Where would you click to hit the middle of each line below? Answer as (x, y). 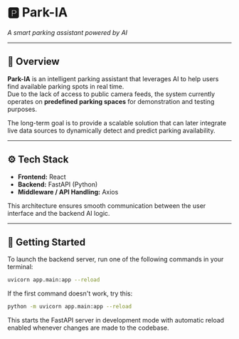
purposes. (22, 109)
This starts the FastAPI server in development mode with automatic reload (116, 320)
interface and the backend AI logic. (59, 213)
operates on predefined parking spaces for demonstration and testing (111, 101)
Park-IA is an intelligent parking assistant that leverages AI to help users (113, 78)
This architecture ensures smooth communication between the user (107, 205)
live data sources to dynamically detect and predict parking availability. (111, 130)
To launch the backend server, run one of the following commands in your (116, 259)
